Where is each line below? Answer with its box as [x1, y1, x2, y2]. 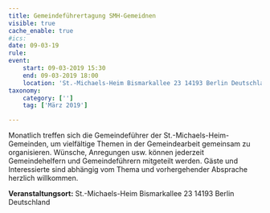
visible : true [8, 19, 56, 27]
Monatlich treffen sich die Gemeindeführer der [8, 130, 162, 141]
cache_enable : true [8, 27, 74, 35]
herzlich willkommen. [8, 174, 79, 183]
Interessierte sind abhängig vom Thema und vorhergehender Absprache [8, 165, 248, 174]
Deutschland [8, 198, 51, 207]
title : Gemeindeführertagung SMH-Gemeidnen [8, 11, 157, 20]
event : [8, 57, 31, 65]
